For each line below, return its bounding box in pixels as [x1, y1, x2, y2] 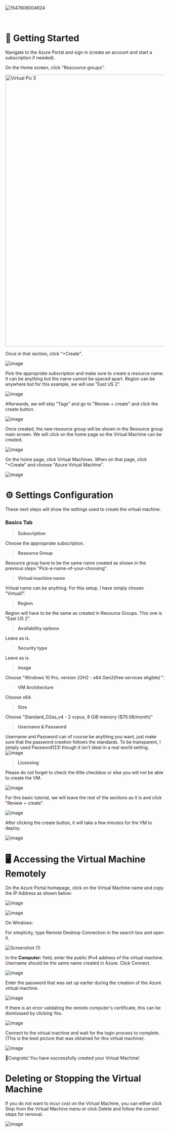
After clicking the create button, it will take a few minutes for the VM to [5, 820, 152, 826]
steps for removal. [5, 1111, 43, 1117]
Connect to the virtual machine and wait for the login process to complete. [5, 1030, 160, 1036]
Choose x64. [5, 694, 32, 701]
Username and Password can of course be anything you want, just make [5, 734, 157, 740]
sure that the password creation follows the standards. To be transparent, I [5, 739, 161, 745]
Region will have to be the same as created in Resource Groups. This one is [5, 610, 162, 616]
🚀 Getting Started [5, 33, 79, 44]
